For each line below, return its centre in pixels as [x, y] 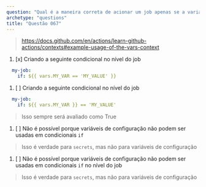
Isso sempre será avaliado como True [69, 116]
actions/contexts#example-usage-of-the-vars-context [90, 47]
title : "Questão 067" [34, 23]
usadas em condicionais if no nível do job [69, 165]
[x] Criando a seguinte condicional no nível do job [78, 59]
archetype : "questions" [37, 18]
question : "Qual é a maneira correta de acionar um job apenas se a [96, 12]
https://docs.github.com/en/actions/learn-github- [84, 41]
